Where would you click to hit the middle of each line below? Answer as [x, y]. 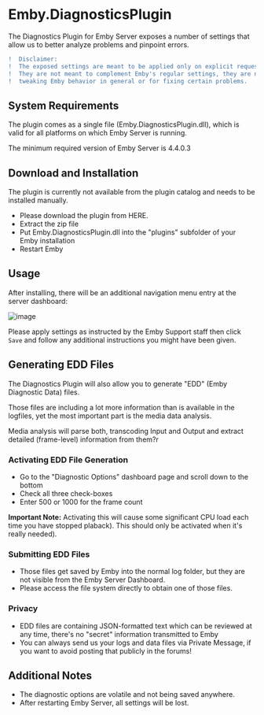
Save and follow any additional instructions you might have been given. [122, 339]
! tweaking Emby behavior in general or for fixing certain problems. [128, 81]
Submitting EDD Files [49, 554]
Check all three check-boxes [66, 493]
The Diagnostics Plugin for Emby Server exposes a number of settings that [129, 36]
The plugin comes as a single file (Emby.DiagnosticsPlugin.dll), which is [124, 124]
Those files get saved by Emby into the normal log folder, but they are [132, 572]
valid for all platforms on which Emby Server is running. [97, 133]
